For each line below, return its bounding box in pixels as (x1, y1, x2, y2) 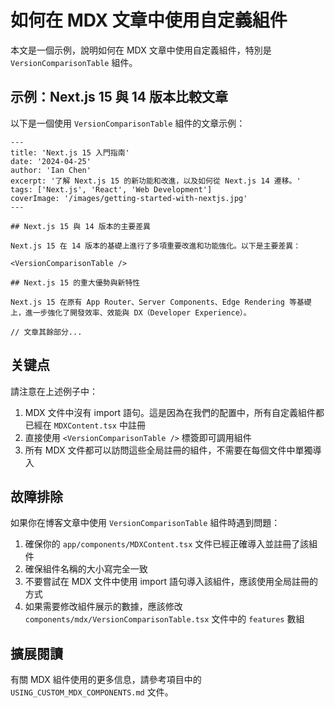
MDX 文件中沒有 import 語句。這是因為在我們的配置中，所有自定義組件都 (24, 406, 325, 418)
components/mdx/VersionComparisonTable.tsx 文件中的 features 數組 (24, 613, 305, 625)
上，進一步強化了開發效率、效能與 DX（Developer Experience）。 (10, 307, 252, 318)
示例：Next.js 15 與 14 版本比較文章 (10, 89, 228, 106)
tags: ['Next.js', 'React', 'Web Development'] (10, 184, 213, 195)
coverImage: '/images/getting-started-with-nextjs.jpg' (10, 193, 248, 203)
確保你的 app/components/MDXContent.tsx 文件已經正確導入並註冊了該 (24, 538, 310, 550)
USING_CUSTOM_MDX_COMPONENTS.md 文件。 (10, 686, 174, 698)
